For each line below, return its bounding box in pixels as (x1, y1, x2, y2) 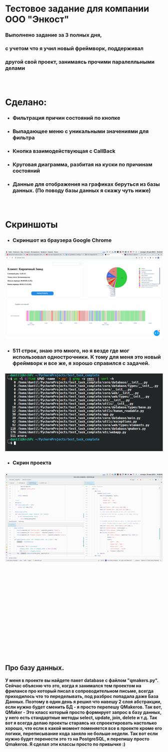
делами (5, 65, 25, 72)
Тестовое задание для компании (5, 3, 149, 15)
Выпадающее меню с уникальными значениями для (12, 128, 149, 135)
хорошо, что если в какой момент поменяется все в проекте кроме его (5, 725, 162, 731)
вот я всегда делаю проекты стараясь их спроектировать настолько (5, 720, 157, 726)
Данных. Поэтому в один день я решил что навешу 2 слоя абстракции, (5, 699, 161, 705)
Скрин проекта (12, 459, 51, 466)
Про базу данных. (5, 663, 64, 672)
